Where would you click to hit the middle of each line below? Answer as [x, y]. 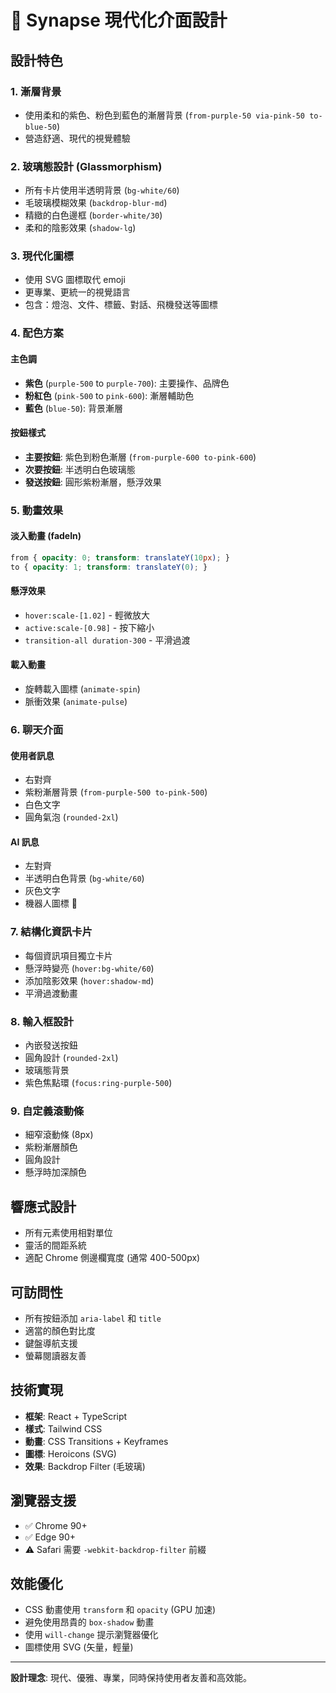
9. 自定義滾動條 [47, 1111]
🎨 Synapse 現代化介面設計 [119, 20]
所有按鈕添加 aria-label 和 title [93, 1318]
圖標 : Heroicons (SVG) [70, 1453]
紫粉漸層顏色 [51, 1147]
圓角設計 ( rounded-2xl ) [71, 1057]
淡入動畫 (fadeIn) [46, 536]
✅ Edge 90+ [50, 1537]
